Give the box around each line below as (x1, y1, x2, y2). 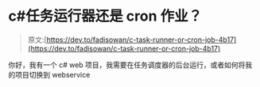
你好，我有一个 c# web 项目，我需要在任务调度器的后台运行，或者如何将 (8, 60, 246, 70)
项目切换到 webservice (14, 70, 91, 79)
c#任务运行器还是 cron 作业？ (8, 7, 203, 25)
